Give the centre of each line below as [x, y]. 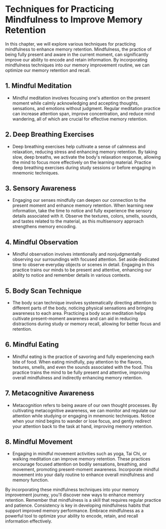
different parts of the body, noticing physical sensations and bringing [83, 308]
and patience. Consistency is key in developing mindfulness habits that [78, 505]
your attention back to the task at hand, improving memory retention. [83, 426]
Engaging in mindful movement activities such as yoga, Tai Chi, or [80, 454]
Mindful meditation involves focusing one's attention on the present [81, 98]
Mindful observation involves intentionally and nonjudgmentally [77, 254]
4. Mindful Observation [42, 242]
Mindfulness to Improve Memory [74, 20]
